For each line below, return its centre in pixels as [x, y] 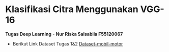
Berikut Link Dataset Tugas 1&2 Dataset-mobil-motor [68, 43]
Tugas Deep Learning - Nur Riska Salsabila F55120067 [64, 34]
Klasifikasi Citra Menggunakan [72, 9]
